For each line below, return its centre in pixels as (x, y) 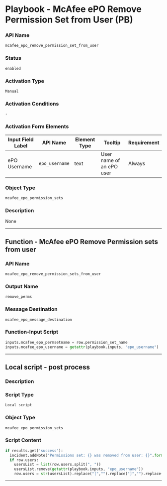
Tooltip (112, 142)
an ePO (109, 166)
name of (110, 160)
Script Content (23, 440)
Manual (12, 91)
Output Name (22, 286)
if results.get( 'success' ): (34, 451)
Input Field (21, 139)
